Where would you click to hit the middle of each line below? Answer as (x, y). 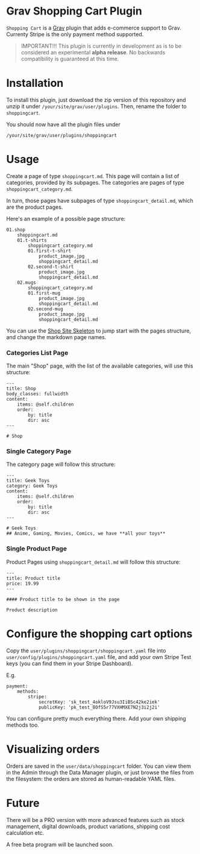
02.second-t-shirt (51, 267)
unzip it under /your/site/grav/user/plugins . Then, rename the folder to (96, 106)
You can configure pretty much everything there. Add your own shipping (96, 718)
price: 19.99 (23, 584)
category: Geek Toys (32, 486)
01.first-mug (44, 293)
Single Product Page (37, 549)
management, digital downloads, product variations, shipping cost (88, 826)
